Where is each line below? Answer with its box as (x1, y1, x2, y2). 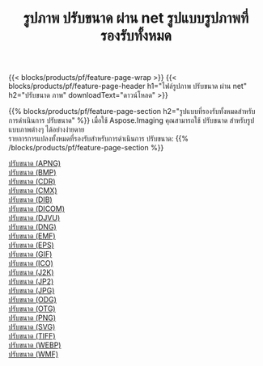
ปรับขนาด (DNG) (8, 222, 57, 232)
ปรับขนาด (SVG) (8, 322, 56, 332)
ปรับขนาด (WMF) (8, 349, 59, 360)
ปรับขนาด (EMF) (8, 231, 56, 241)
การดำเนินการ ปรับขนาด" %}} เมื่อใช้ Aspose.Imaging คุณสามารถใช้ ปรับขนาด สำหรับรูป (8, 116, 255, 125)
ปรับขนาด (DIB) (8, 195, 53, 204)
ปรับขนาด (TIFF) (8, 331, 56, 341)
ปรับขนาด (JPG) (8, 286, 55, 296)
